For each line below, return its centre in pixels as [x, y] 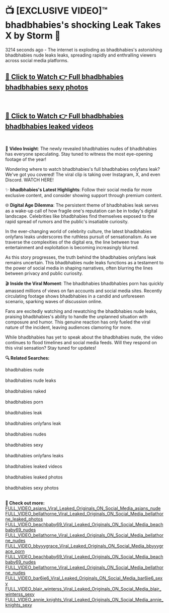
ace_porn [15, 551]
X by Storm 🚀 [33, 36]
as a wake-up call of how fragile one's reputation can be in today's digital [81, 211]
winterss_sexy [20, 594]
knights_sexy [19, 605]
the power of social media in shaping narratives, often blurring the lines [79, 268]
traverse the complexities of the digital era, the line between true [72, 242]
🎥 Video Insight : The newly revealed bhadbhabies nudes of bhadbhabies [81, 149]
